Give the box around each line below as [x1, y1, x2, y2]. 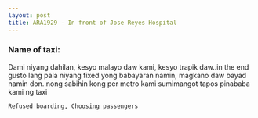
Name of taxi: [8, 45, 60, 55]
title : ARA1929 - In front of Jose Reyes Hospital [8, 19, 177, 27]
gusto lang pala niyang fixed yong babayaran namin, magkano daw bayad [8, 70, 247, 80]
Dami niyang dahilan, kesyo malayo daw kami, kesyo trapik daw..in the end [8, 62, 249, 71]
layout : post [8, 11, 51, 20]
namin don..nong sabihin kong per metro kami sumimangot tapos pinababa [8, 79, 251, 88]
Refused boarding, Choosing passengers [8, 102, 139, 110]
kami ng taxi [8, 87, 48, 96]
